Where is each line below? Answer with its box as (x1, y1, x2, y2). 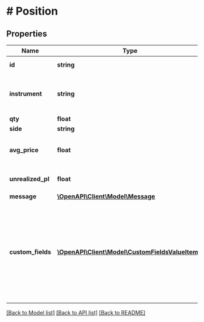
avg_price (9, 146, 39, 154)
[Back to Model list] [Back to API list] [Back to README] (6, 309, 146, 316)
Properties (6, 29, 47, 39)
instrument (9, 89, 42, 98)
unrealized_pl (9, 175, 50, 183)
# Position (6, 4, 58, 18)
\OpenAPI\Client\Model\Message (56, 192, 155, 200)
